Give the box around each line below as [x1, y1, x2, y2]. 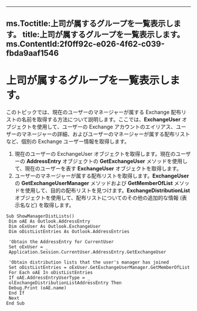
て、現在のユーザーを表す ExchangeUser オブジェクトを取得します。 [14, 165, 182, 172]
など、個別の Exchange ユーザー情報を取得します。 [6, 138, 130, 145]
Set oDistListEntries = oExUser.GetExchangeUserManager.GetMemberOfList [8, 265, 191, 271]
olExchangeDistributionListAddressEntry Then [8, 280, 122, 286]
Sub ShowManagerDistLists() [6, 213, 75, 220]
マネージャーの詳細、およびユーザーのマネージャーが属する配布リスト [21, 131, 191, 138]
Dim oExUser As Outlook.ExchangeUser [8, 224, 101, 230]
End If [8, 291, 25, 296]
